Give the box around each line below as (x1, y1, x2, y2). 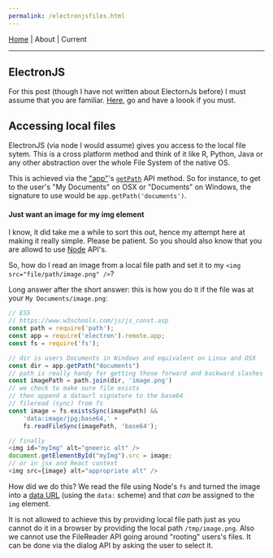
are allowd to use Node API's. (8, 244, 107, 254)
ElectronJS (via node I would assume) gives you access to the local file (8, 141, 246, 150)
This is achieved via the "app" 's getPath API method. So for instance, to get (8, 174, 262, 184)
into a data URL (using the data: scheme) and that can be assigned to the (8, 490, 254, 500)
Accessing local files (8, 119, 116, 132)
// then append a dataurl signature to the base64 (8, 391, 184, 400)
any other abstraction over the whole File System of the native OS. (8, 158, 231, 167)
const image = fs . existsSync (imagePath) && (8, 407, 158, 415)
